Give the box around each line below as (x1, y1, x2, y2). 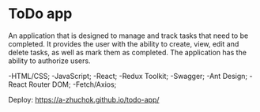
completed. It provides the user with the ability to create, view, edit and (8, 39, 239, 48)
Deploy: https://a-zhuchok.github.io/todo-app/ (8, 95, 160, 104)
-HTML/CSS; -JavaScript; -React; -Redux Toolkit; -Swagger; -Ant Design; (8, 71, 248, 80)
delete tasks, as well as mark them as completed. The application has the (8, 47, 247, 57)
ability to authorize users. (8, 56, 91, 65)
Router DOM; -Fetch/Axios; (28, 80, 117, 89)
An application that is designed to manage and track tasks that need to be (8, 31, 249, 40)
